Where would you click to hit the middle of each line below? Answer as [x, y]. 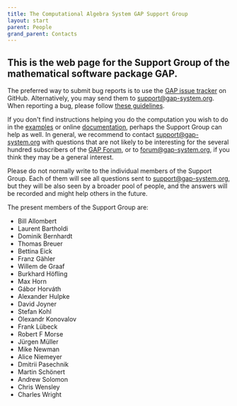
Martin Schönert [41, 372]
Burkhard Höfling [42, 274]
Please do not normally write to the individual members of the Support [110, 171]
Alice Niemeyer [40, 357]
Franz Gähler [36, 259]
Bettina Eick [35, 251]
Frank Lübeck [37, 327]
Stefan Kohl [34, 312]
